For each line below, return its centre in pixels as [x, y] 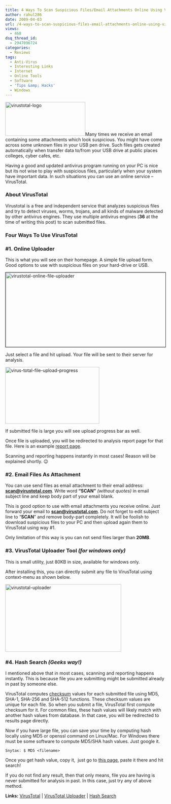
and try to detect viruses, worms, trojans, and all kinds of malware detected [84, 211]
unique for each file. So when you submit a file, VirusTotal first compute [80, 704]
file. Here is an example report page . [43, 446]
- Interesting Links [31, 66]
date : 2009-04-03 [24, 19]
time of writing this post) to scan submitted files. [56, 222]
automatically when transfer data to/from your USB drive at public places [81, 150]
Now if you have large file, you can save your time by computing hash [78, 730]
